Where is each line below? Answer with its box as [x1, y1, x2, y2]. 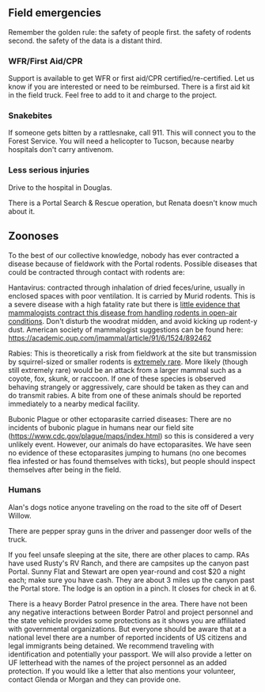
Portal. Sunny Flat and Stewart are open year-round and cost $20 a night [8, 566, 246, 576]
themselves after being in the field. [8, 465, 121, 474]
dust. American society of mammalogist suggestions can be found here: [8, 325, 244, 334]
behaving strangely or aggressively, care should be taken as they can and [8, 382, 249, 391]
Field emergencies [8, 6, 101, 20]
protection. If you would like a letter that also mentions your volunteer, [8, 666, 236, 675]
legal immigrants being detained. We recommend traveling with [8, 641, 214, 650]
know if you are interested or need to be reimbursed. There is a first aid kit [8, 82, 251, 92]
